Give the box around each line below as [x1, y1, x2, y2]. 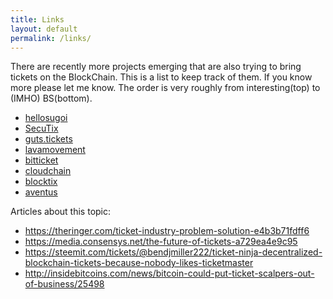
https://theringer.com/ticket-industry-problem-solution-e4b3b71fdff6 [24, 225, 310, 237]
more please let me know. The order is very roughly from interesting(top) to [10, 82, 321, 94]
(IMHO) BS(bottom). [10, 92, 93, 105]
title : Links [10, 14, 65, 25]
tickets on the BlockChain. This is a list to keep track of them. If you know [10, 71, 313, 83]
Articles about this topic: [10, 206, 112, 218]
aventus [24, 186, 58, 198]
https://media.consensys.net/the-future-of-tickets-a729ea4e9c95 [24, 236, 298, 248]
